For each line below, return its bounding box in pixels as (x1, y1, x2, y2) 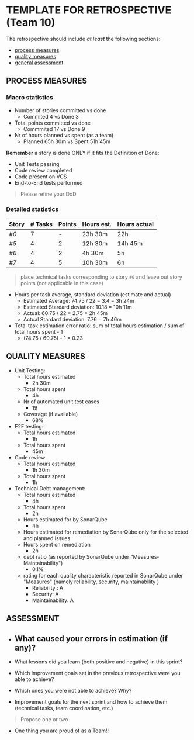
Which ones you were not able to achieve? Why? (14, 687, 132, 694)
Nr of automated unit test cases (23, 398, 99, 405)
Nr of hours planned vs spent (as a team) (14, 132, 114, 139)
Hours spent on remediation (23, 541, 91, 548)
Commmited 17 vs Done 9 (23, 125, 85, 132)
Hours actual (117, 220, 154, 228)
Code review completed (14, 167, 72, 174)
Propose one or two (20, 715, 68, 722)
